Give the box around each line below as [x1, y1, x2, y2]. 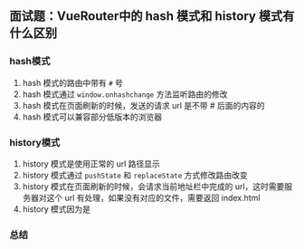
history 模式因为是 [22, 203, 90, 215]
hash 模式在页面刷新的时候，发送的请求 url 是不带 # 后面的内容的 [22, 100, 265, 110]
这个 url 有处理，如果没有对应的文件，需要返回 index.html [46, 192, 261, 203]
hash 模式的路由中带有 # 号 [22, 77, 124, 88]
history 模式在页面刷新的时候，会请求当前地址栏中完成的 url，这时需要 [22, 180, 285, 192]
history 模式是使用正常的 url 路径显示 [22, 158, 161, 169]
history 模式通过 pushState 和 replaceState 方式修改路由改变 [22, 169, 249, 180]
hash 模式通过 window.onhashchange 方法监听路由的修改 [22, 89, 228, 100]
